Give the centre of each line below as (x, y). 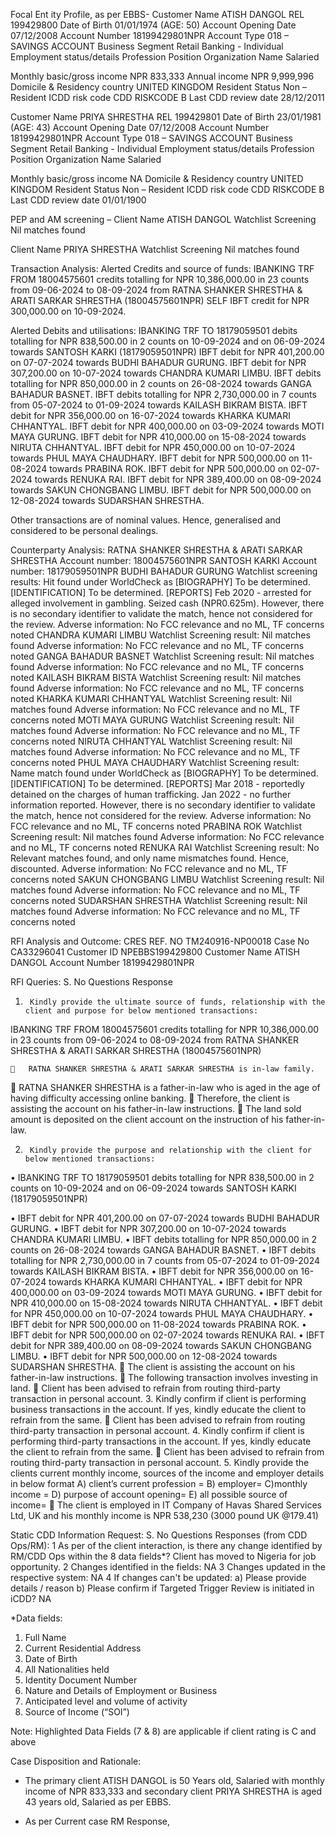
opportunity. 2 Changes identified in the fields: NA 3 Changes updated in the (168, 1567)
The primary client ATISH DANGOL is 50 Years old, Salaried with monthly (174, 1780)
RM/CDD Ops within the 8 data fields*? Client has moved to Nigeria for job (163, 1556)
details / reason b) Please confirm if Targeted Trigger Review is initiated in (162, 1588)
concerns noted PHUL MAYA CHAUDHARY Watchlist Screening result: (155, 762)
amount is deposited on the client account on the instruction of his (147, 1119)
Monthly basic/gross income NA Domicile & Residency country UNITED (157, 178)
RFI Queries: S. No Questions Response (91, 982)
